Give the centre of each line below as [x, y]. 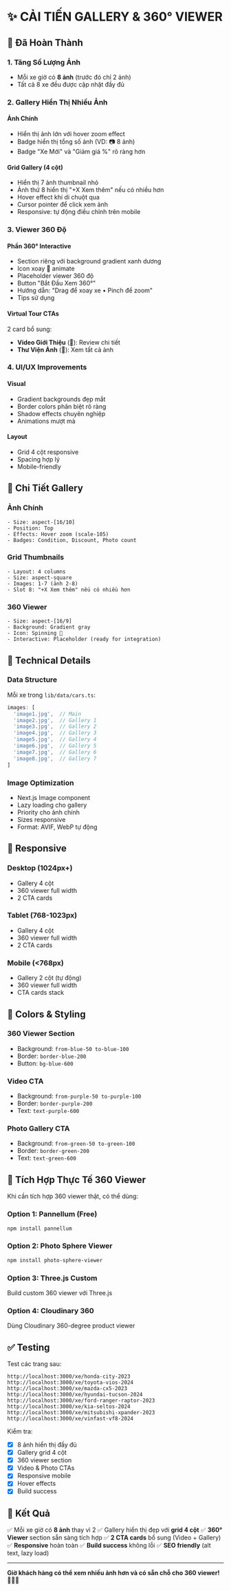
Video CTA [25, 1081]
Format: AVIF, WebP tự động [57, 827]
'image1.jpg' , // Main [47, 714]
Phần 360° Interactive [39, 246]
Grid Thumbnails [35, 557]
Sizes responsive [41, 819]
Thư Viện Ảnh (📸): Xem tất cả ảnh [65, 349]
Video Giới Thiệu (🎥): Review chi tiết [68, 342]
